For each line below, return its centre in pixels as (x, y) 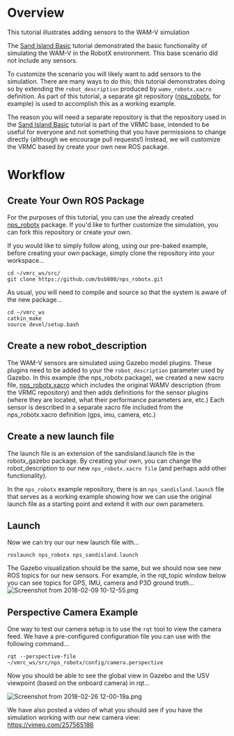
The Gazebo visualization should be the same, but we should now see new (114, 568)
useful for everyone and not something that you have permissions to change (117, 132)
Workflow (36, 175)
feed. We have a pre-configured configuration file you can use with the (109, 636)
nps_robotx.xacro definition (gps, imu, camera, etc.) (81, 414)
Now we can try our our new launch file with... (73, 542)
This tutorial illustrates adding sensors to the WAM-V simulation (99, 32)
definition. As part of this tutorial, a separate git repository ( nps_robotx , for (114, 96)
